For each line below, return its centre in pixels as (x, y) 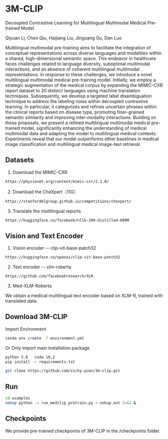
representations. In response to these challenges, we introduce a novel (79, 74)
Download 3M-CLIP (36, 317)
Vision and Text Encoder (45, 236)
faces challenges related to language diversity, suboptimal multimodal (78, 64)
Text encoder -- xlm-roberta (42, 267)
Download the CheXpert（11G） (45, 192)
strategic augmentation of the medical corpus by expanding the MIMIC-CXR (84, 85)
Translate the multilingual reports (47, 211)
